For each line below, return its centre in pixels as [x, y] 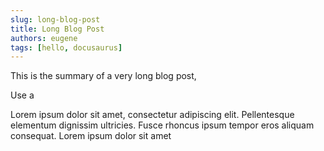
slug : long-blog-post [55, 19]
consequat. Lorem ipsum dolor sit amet [91, 136]
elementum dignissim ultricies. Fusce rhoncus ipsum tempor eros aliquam [162, 125]
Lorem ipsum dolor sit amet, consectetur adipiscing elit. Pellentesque [152, 115]
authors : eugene [44, 38]
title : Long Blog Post [57, 29]
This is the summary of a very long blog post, [103, 76]
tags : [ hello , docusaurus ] [66, 47]
